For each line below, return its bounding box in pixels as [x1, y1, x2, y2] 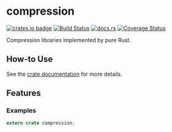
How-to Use [6, 54, 53, 65]
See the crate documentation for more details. [6, 70, 122, 78]
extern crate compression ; [6, 120, 75, 127]
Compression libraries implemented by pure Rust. [6, 36, 132, 43]
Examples [6, 106, 37, 115]
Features [6, 88, 41, 98]
